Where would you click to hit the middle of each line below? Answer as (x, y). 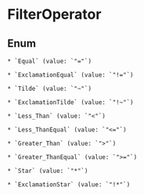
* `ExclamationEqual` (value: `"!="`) (70, 75)
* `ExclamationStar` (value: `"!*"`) (69, 185)
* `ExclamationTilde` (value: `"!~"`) (70, 103)
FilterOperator (54, 14)
